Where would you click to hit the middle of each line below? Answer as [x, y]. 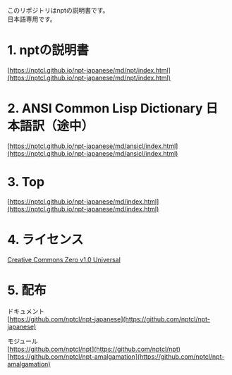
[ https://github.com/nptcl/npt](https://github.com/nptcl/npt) [94, 349]
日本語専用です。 [32, 19]
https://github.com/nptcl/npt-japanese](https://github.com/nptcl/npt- [110, 319]
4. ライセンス [45, 240]
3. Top [26, 182]
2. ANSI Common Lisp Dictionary [105, 109]
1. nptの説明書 [48, 50]
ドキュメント [26, 311]
